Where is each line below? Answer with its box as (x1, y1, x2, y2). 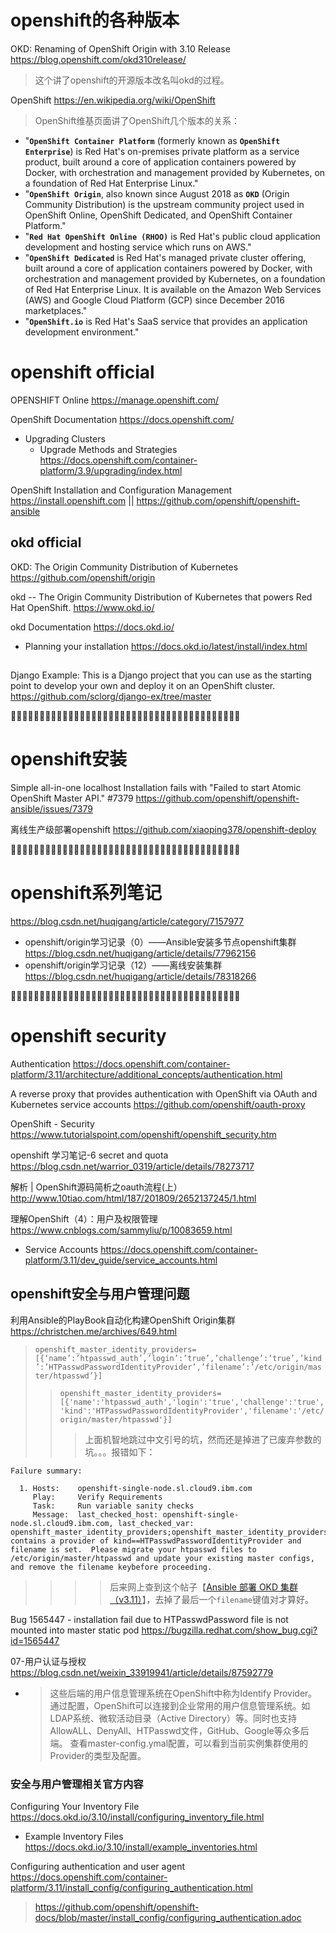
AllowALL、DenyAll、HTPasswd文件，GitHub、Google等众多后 (49, 1724, 310, 1736)
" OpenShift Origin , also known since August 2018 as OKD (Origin (24, 187, 290, 200)
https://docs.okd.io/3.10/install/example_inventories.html (24, 1841, 258, 1853)
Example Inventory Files (24, 1831, 124, 1842)
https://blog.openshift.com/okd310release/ (10, 53, 187, 65)
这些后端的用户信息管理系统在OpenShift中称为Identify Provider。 (49, 1687, 318, 1699)
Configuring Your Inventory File (10, 1801, 140, 1812)
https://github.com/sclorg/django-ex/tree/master (10, 691, 212, 703)
